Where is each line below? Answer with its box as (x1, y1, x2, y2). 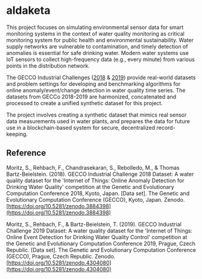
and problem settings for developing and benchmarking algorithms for (6, 80, 181, 88)
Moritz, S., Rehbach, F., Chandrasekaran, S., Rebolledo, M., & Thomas (6, 164, 180, 171)
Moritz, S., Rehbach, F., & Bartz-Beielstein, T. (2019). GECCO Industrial (6, 220, 182, 228)
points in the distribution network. (6, 62, 90, 69)
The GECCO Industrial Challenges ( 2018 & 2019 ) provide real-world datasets (6, 74, 196, 81)
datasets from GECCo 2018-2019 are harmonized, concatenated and (6, 93, 177, 100)
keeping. (6, 130, 28, 138)
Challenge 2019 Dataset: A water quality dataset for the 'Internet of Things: (6, 227, 193, 234)
